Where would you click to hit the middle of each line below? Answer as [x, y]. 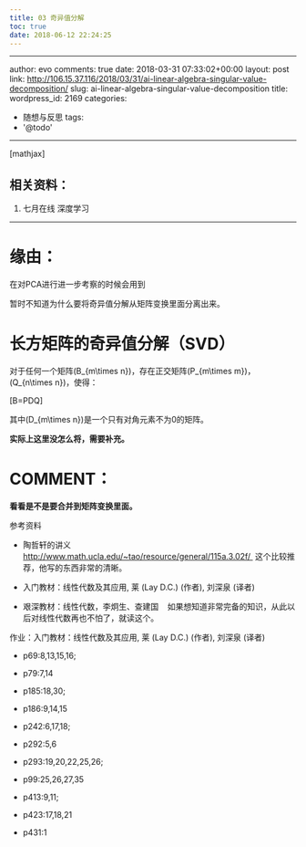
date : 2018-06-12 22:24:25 [61, 35]
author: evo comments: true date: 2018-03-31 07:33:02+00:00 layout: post [149, 69]
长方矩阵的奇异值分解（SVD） [122, 344]
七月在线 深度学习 [56, 209]
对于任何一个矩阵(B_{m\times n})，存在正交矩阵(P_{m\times [121, 371]
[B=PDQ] [26, 401]
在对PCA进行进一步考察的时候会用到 [77, 285]
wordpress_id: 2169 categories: [68, 99]
